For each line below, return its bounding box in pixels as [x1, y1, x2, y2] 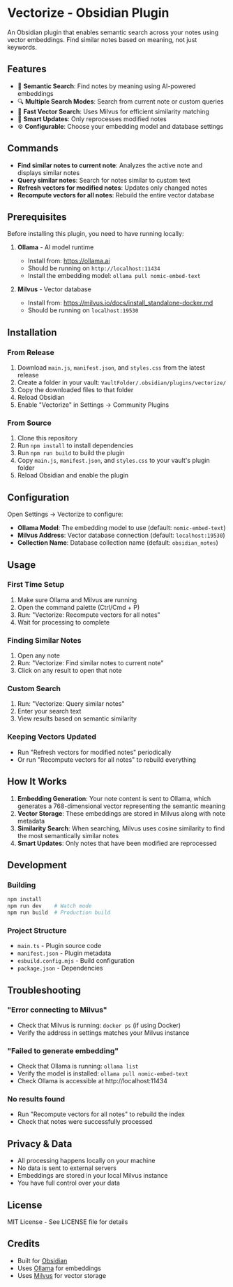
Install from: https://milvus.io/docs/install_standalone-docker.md [27, 299, 213, 307]
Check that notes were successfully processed [17, 1118, 153, 1126]
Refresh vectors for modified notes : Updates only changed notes [17, 183, 208, 192]
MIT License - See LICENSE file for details [7, 1218, 128, 1226]
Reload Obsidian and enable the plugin [17, 471, 129, 480]
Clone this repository [17, 434, 78, 443]
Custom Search [7, 684, 61, 694]
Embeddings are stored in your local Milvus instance [17, 1171, 169, 1180]
